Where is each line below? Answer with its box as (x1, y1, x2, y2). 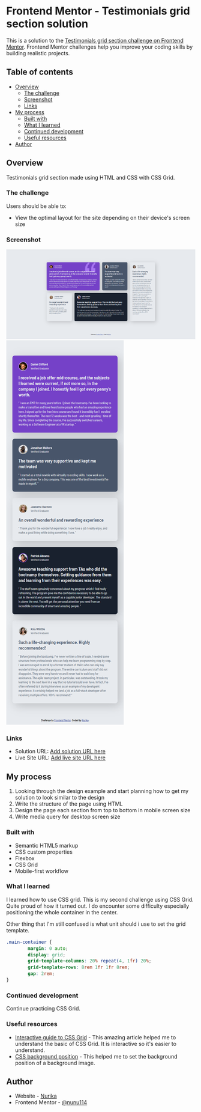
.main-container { (6, 939, 52, 945)
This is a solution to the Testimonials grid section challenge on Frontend (6, 37, 184, 44)
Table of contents (6, 67, 73, 77)
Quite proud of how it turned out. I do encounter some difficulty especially (6, 902, 190, 910)
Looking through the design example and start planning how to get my (14, 788, 189, 795)
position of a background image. (14, 1059, 95, 1066)
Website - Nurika (14, 1092, 57, 1100)
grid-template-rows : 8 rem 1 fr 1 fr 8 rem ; (28, 964, 130, 971)
